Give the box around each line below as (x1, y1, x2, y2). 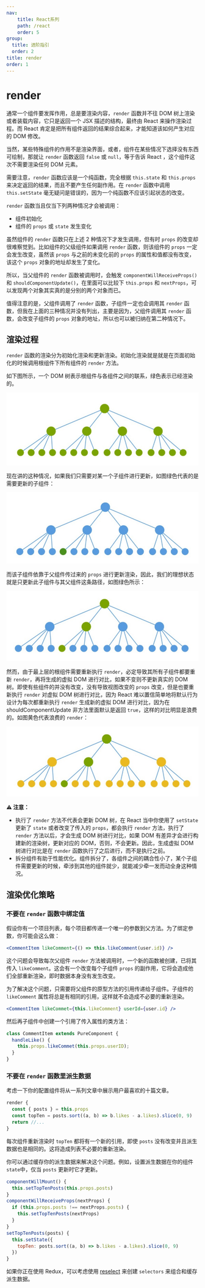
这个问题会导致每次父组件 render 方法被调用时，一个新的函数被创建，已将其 (6, 956, 197, 964)
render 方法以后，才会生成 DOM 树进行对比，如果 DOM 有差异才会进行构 (15, 832, 199, 839)
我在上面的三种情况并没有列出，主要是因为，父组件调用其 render (22, 307, 185, 315)
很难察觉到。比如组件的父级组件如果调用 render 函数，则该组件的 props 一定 (6, 243, 198, 250)
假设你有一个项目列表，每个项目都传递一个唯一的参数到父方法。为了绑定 (6, 924, 188, 931)
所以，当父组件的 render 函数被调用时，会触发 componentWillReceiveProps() (6, 271, 198, 278)
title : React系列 (17, 16, 60, 23)
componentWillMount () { (6, 1179, 67, 1185)
